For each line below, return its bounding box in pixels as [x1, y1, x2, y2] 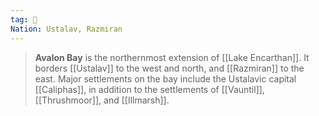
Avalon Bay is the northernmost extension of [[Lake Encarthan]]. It [34, 51, 310, 63]
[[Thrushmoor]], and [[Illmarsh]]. [34, 94, 170, 106]
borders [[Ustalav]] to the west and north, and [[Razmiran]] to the [34, 62, 305, 74]
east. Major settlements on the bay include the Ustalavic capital [34, 72, 297, 85]
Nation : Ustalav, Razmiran [10, 24, 123, 34]
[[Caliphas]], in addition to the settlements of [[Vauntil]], [34, 83, 265, 95]
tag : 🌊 [10, 14, 38, 25]
